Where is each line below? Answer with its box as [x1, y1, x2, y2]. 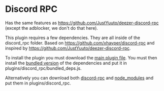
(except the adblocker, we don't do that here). [5, 25, 98, 31]
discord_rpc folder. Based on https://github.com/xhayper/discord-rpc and [5, 40, 155, 45]
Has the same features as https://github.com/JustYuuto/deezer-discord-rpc [5, 20, 159, 26]
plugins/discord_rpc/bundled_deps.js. [5, 65, 82, 71]
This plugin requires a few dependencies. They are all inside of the [5, 35, 140, 41]
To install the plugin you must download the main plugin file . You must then [5, 54, 158, 60]
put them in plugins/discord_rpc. [5, 80, 71, 86]
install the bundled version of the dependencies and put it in [5, 60, 127, 66]
